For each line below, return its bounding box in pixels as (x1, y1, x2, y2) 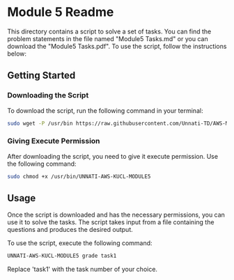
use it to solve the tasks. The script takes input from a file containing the (7, 218, 214, 226)
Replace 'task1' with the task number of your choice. (7, 265, 158, 274)
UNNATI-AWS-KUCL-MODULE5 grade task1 (7, 252, 117, 260)
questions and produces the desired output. (7, 226, 134, 234)
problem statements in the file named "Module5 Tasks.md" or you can (7, 34, 208, 42)
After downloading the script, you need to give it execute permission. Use (7, 152, 218, 160)
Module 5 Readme (7, 4, 114, 20)
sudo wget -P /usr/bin (7, 120, 73, 127)
